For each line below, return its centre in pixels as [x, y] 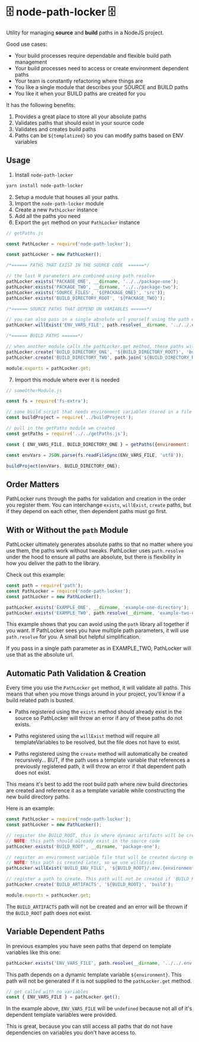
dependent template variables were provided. [62, 1015]
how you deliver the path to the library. [53, 563]
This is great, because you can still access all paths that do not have [89, 1027]
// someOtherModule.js [34, 390]
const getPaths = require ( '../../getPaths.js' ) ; [67, 434]
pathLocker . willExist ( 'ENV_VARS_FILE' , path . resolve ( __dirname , [87, 325]
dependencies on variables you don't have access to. [71, 1032]
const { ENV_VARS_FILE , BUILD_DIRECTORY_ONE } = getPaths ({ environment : [98, 444]
